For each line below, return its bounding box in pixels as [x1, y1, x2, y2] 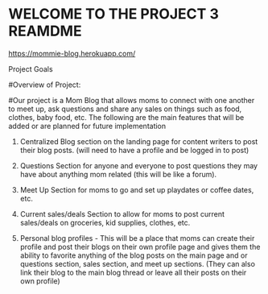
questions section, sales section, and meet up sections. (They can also [19, 259, 256, 268]
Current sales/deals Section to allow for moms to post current [19, 209, 225, 218]
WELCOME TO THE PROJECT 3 [8, 5, 219, 23]
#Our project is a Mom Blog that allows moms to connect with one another [8, 95, 255, 105]
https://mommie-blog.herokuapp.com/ [8, 48, 136, 58]
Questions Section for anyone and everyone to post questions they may [19, 160, 258, 170]
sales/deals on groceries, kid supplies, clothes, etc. [19, 217, 191, 227]
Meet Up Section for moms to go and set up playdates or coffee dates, [19, 184, 254, 194]
